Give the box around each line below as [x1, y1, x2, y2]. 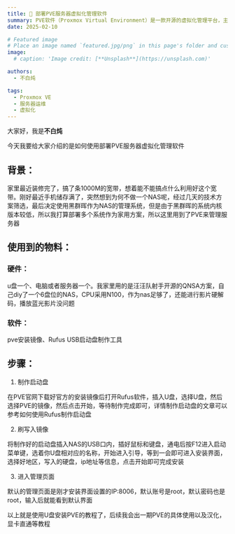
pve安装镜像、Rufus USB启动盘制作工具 [7, 335, 122, 344]
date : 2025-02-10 [7, 23, 58, 30]
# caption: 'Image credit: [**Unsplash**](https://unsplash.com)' [13, 55, 211, 63]
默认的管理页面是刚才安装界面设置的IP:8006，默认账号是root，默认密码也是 [7, 487, 226, 496]
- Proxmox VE [13, 94, 52, 101]
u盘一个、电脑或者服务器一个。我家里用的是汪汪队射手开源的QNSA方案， [7, 281, 219, 290]
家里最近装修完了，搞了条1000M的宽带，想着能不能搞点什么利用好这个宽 [7, 183, 217, 192]
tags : [7, 87, 23, 94]
